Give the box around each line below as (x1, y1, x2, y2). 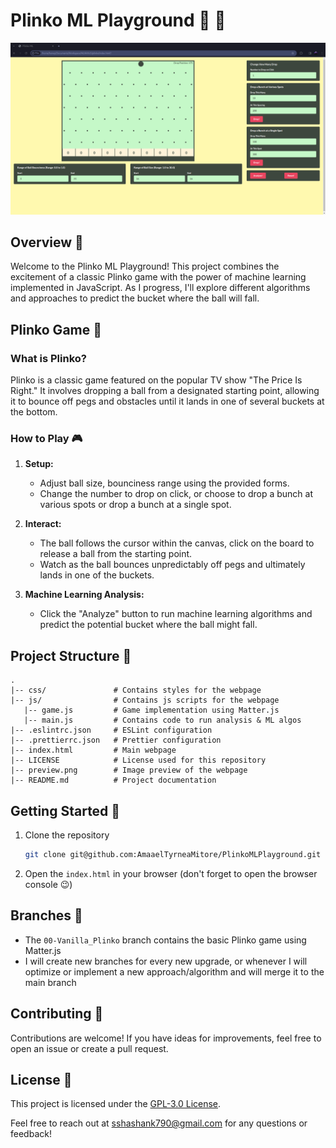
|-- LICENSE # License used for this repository (10, 755, 267, 766)
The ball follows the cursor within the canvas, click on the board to (39, 537, 315, 549)
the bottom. (10, 406, 58, 418)
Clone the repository (24, 829, 110, 841)
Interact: (24, 518, 62, 530)
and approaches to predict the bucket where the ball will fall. (10, 292, 260, 304)
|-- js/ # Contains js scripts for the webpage (10, 695, 280, 706)
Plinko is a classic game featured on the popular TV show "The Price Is (10, 374, 303, 386)
